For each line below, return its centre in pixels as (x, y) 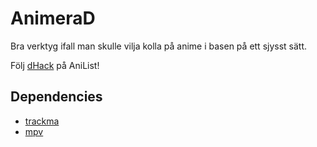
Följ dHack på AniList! (55, 65)
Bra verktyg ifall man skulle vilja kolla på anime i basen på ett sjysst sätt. (159, 46)
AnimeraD (53, 18)
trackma (42, 121)
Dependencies (56, 97)
